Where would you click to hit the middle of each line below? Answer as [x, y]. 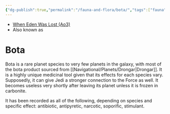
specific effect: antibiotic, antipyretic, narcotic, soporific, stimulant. [75, 106]
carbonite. [16, 91]
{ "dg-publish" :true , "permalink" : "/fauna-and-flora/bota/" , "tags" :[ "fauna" [86, 10]
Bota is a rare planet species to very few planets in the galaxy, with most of [83, 64]
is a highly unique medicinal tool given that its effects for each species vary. [84, 75]
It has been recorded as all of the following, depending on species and [79, 100]
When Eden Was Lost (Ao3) [41, 24]
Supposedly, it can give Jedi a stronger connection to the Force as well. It [82, 80]
